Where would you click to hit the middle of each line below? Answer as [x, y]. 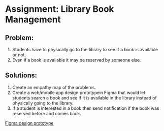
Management [33, 19]
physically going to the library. [43, 103]
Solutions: [21, 76]
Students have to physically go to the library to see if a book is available [85, 49]
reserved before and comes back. [47, 113]
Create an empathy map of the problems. [54, 87]
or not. [19, 55]
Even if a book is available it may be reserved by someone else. [77, 60]
